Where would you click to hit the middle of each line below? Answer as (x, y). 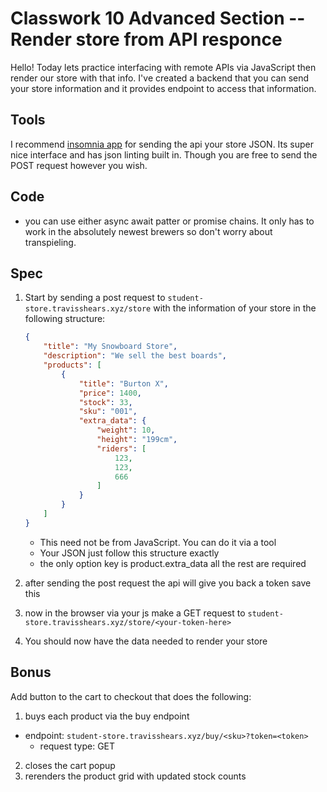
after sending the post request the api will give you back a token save (168, 583)
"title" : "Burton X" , (123, 383)
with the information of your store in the (235, 308)
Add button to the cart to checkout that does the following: (131, 696)
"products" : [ (72, 365)
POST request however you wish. (79, 165)
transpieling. (50, 242)
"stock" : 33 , (105, 402)
